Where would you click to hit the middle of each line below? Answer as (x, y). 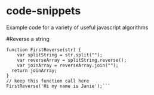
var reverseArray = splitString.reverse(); (72, 60)
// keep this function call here (48, 81)
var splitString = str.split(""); (60, 55)
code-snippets (44, 11)
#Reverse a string (28, 39)
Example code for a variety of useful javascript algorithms (77, 27)
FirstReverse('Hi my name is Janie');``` (58, 86)
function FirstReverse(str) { (44, 50)
